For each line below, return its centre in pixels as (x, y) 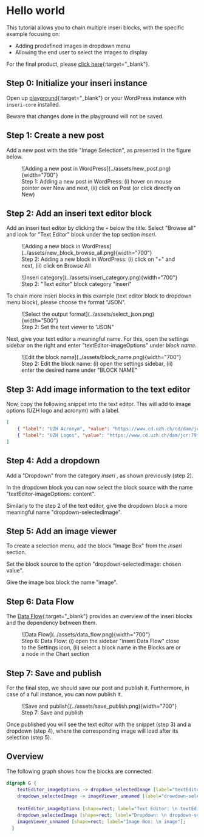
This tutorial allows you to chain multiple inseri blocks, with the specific (95, 27)
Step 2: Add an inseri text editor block (79, 213)
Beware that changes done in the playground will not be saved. (85, 116)
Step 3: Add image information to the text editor (98, 389)
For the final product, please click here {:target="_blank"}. (78, 64)
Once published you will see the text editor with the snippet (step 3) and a (99, 724)
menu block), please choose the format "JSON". (66, 302)
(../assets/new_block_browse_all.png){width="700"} (87, 253)
